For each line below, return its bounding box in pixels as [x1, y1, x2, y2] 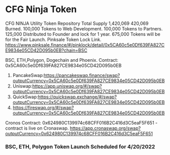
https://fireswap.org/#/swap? [12, 104, 74, 110]
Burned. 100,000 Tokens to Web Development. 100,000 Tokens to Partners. [5, 25, 163, 31]
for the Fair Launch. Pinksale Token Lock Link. [5, 36, 101, 43]
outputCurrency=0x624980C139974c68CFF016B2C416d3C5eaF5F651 [5, 130, 153, 136]
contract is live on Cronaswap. [5, 125, 69, 131]
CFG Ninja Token [5, 4, 77, 15]
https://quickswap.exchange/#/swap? [38, 94, 117, 100]
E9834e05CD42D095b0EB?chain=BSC [5, 47, 88, 53]
